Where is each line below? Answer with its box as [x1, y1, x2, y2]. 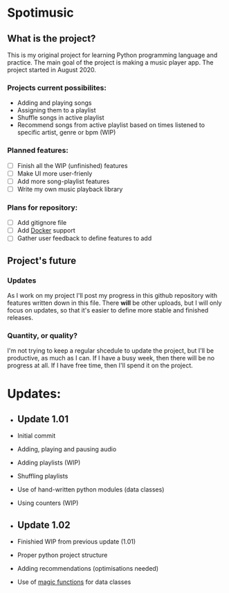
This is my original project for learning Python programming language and [7, 51, 218, 59]
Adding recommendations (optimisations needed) [17, 565, 159, 573]
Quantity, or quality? [7, 331, 78, 340]
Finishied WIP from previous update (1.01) [17, 537, 136, 546]
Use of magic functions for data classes [17, 578, 131, 586]
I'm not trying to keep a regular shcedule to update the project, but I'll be [7, 346, 214, 355]
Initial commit [17, 432, 56, 440]
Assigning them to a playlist [17, 106, 96, 115]
